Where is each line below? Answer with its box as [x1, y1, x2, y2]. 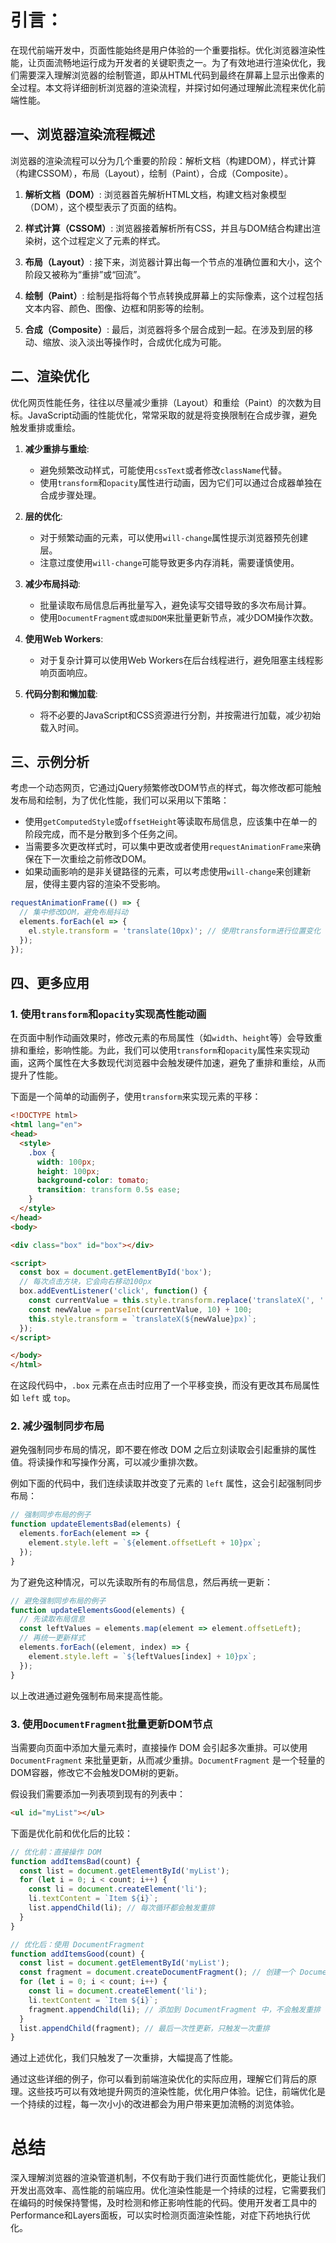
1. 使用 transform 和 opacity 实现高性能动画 [10, 1007, 207, 1021]
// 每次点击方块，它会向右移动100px [19, 1277, 153, 1287]
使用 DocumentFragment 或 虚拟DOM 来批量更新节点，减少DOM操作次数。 [39, 611, 319, 623]
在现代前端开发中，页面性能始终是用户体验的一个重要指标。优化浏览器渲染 [10, 44, 317, 56]
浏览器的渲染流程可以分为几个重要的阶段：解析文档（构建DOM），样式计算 [10, 154, 317, 166]
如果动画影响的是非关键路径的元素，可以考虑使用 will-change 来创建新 [24, 866, 312, 878]
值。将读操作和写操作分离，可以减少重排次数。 [10, 1456, 203, 1468]
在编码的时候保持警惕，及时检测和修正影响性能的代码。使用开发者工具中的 [10, 2197, 317, 2209]
